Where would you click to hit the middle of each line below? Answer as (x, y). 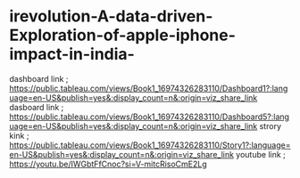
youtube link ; (261, 154)
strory (270, 125)
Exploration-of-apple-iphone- (123, 35)
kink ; (19, 135)
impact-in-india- (72, 54)
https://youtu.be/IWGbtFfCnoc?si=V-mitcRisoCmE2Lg (108, 164)
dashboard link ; (39, 78)
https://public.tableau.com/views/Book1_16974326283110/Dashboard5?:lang (150, 117)
